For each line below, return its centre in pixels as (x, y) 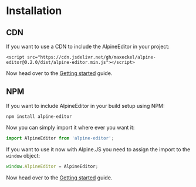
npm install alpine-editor (39, 116)
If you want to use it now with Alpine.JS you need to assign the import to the (98, 149)
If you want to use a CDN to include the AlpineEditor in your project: (88, 46)
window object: (23, 155)
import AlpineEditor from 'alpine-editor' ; (60, 138)
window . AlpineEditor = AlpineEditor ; (52, 166)
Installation (34, 11)
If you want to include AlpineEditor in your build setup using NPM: (85, 106)
